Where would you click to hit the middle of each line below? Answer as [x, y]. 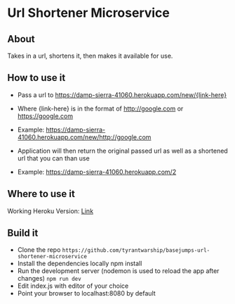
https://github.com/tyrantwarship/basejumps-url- [136, 251]
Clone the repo [39, 250]
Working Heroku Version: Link [50, 211]
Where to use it [41, 194]
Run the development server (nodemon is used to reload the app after [118, 271]
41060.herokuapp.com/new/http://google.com [84, 137]
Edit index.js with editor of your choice [73, 286]
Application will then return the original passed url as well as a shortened [122, 151]
